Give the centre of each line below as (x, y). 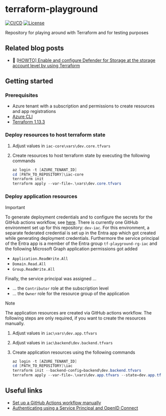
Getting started (29, 81)
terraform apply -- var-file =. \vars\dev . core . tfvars (67, 184)
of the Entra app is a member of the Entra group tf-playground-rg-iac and (81, 243)
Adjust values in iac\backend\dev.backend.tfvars (62, 342)
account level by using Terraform (46, 65)
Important (15, 207)
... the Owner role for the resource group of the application (71, 293)
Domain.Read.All (29, 264)
